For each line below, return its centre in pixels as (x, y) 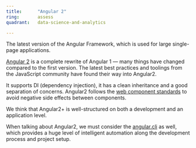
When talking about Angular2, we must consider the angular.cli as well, (92, 127)
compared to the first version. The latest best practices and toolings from (94, 68)
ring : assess (30, 17)
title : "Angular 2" (36, 11)
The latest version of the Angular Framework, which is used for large (89, 44)
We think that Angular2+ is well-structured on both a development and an (94, 109)
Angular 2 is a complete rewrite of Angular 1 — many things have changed (95, 61)
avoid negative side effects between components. (66, 98)
